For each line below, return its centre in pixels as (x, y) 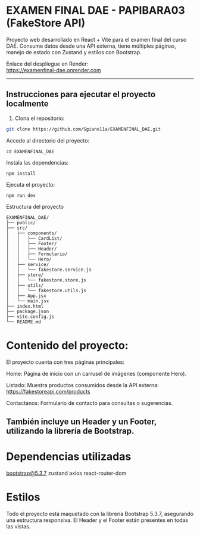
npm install (21, 174)
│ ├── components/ (32, 233)
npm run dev (21, 195)
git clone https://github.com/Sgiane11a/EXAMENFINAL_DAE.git (84, 129)
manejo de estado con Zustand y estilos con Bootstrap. (74, 52)
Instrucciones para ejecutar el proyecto (81, 95)
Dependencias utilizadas (69, 457)
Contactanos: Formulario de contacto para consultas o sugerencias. (90, 403)
